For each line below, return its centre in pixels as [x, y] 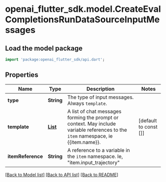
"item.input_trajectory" [94, 162]
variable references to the [97, 130]
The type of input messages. [101, 97]
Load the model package [44, 48]
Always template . [87, 103]
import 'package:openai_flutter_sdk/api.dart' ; [55, 60]
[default [148, 120]
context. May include [92, 123]
